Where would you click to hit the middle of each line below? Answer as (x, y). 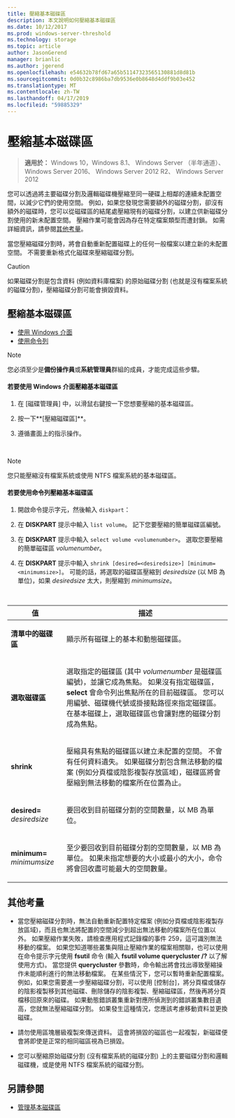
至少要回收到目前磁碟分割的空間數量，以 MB (139, 847)
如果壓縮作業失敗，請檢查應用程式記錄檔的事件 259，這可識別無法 (127, 938)
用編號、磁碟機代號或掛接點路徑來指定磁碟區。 (143, 703)
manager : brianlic (34, 60)
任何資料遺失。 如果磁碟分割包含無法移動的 (144, 762)
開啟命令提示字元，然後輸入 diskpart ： (74, 510)
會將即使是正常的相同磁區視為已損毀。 (72, 1041)
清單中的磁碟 (32, 634)
